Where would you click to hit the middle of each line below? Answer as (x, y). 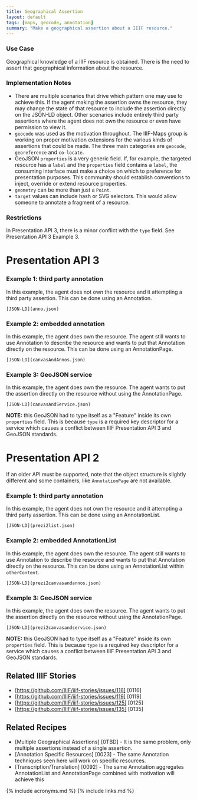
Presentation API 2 (53, 458)
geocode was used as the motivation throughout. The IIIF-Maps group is (101, 133)
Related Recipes (36, 728)
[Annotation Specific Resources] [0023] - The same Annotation (92, 754)
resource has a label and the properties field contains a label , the (96, 164)
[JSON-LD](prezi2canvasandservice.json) (57, 628)
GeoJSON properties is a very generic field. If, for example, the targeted (103, 158)
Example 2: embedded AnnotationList (61, 541)
